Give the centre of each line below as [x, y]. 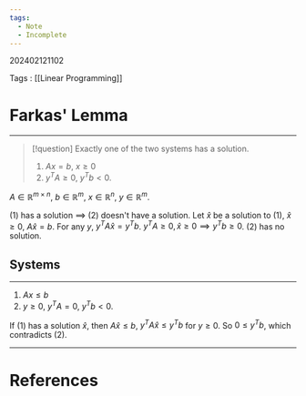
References [54, 380]
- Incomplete [42, 35]
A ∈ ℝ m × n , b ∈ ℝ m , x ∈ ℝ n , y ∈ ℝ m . [80, 196]
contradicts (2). [38, 335]
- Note [30, 26]
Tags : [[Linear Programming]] [66, 78]
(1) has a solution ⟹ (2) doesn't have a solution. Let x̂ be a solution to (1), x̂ [150, 215]
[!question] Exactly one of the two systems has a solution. [140, 149]
